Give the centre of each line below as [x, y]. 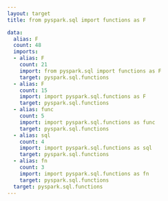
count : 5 [32, 116]
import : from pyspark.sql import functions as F [91, 71]
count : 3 [32, 167]
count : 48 [27, 46]
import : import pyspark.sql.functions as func [87, 122]
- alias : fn [31, 161]
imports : [26, 52]
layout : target [29, 13]
